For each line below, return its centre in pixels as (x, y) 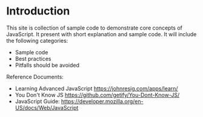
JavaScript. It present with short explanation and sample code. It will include (101, 34)
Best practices (33, 58)
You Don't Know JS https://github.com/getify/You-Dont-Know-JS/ (97, 95)
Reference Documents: (35, 77)
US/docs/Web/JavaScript (47, 107)
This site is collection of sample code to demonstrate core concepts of (95, 28)
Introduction (38, 11)
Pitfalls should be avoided (47, 65)
